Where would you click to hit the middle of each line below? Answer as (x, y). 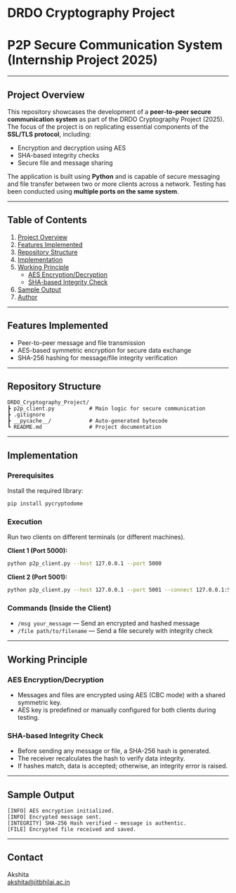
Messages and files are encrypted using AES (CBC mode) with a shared (122, 694)
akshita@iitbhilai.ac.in (39, 882)
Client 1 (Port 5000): (38, 551)
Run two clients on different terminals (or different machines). (96, 537)
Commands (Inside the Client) (59, 608)
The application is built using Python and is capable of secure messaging (113, 176)
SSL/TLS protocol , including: (49, 134)
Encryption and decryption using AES (72, 148)
